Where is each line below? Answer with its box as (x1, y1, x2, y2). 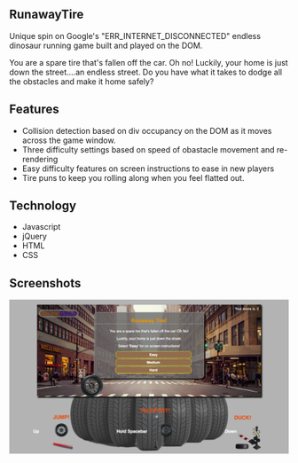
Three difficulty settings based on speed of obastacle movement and (21, 144, 275, 154)
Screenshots (9, 275, 82, 291)
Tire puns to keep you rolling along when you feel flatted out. (21, 172, 245, 183)
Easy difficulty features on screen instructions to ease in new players (21, 163, 275, 174)
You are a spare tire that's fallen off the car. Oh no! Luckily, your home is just (9, 57, 288, 67)
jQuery (21, 231, 47, 242)
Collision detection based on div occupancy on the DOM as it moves (21, 125, 272, 136)
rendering (21, 153, 59, 164)
